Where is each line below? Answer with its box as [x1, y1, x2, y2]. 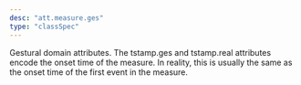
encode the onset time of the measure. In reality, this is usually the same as [9, 57, 293, 68]
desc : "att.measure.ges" [9, 13, 104, 23]
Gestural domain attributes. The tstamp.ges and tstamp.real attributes [9, 47, 272, 58]
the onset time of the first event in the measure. [9, 66, 189, 78]
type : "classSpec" [9, 22, 79, 31]
